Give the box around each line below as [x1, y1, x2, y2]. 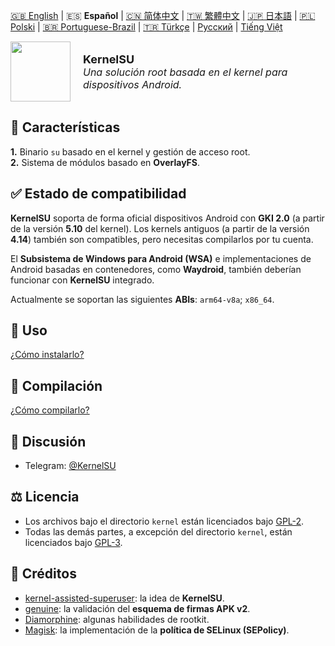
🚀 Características [10, 119, 121, 136]
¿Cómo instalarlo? [10, 349, 85, 361]
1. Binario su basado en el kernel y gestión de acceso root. [10, 145, 251, 158]
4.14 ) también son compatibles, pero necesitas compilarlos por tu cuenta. [10, 233, 314, 245]
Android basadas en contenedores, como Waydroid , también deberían [10, 263, 302, 275]
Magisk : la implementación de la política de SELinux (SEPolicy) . [24, 624, 290, 636]
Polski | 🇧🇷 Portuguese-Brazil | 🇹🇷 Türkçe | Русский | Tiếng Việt [10, 21, 283, 33]
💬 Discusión [10, 433, 87, 450]
